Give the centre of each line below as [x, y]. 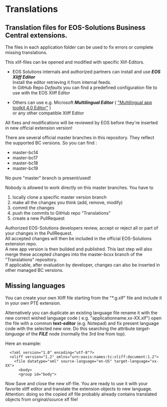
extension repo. [21, 244]
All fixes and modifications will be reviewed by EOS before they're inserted [82, 122]
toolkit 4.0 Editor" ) [32, 108]
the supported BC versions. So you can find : [51, 143]
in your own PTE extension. [33, 303]
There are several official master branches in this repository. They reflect [80, 137]
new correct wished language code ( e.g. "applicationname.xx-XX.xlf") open [83, 318]
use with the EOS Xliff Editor [41, 93]
